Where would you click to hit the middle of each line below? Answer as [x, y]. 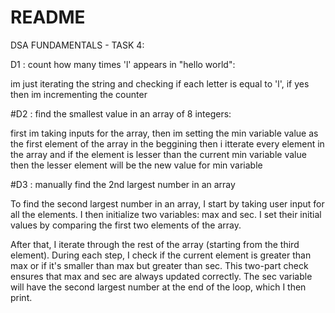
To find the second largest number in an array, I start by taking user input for [167, 203]
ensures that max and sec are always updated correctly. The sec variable [161, 276]
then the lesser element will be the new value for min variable [136, 165]
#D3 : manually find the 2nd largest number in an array [123, 184]
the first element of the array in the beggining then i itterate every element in [167, 143]
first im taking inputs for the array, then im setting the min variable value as [164, 133]
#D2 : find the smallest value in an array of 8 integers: [121, 113]
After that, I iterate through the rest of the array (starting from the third [155, 244]
